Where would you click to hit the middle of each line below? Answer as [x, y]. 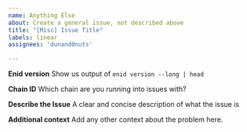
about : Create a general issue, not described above [96, 23]
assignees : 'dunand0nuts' [50, 45]
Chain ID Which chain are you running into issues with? [97, 89]
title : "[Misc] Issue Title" [56, 30]
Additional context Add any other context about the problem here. [116, 119]
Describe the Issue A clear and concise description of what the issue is [124, 104]
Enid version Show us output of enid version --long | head [106, 74]
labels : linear [33, 37]
